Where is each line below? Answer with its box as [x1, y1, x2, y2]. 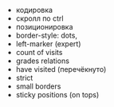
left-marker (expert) [15, 39, 81, 49]
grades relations [15, 56, 70, 65]
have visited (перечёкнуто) [15, 65, 107, 73]
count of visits [15, 48, 63, 57]
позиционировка [15, 22, 73, 31]
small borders [15, 81, 61, 91]
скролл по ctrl [15, 14, 64, 23]
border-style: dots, [15, 30, 78, 40]
